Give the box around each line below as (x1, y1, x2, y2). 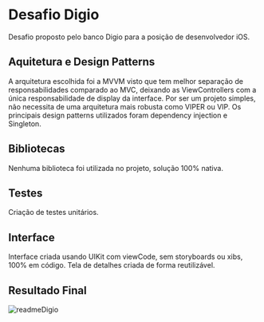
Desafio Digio (8, 6, 100, 24)
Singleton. (8, 118, 41, 129)
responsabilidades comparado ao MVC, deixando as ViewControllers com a (8, 85, 257, 94)
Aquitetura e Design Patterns (8, 55, 156, 69)
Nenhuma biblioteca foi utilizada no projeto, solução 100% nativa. (8, 163, 223, 173)
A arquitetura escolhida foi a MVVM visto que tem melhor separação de (8, 76, 243, 85)
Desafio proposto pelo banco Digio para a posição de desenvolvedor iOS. (8, 32, 250, 42)
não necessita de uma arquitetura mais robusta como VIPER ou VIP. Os (8, 101, 242, 111)
